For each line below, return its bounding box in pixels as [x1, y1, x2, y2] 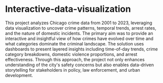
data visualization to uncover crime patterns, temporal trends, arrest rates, [5, 25, 157, 31]
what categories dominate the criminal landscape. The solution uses [5, 41, 144, 46]
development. [5, 72, 33, 78]
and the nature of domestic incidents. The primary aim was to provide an [5, 30, 153, 36]
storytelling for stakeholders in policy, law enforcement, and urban [5, 67, 140, 73]
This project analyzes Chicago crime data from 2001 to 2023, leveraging [5, 20, 152, 26]
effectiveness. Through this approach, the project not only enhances [5, 56, 145, 62]
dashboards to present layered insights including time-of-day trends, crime [5, 46, 158, 52]
